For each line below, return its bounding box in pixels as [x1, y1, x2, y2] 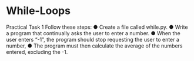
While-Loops [6, 4, 71, 18]
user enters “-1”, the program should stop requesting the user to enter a [6, 36, 179, 43]
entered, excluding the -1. [6, 48, 68, 55]
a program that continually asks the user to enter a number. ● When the [6, 29, 180, 36]
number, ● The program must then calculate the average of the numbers [6, 42, 183, 49]
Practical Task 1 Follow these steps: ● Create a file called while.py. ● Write [6, 23, 188, 30]
